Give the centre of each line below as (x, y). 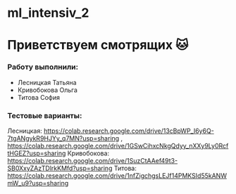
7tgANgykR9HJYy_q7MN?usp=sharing (63, 138)
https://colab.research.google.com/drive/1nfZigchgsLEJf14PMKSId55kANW (117, 175)
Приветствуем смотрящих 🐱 (98, 45)
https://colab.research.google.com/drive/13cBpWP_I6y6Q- (129, 131)
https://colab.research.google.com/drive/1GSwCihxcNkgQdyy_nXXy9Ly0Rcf (118, 145)
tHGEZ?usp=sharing (37, 153)
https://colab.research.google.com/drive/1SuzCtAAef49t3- (93, 160)
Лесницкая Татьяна (47, 82)
